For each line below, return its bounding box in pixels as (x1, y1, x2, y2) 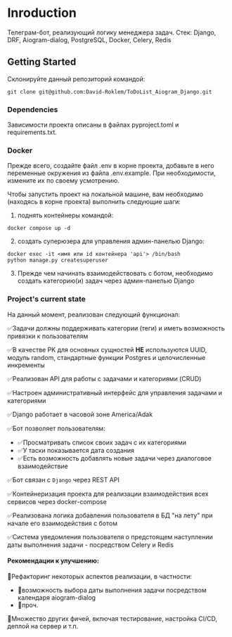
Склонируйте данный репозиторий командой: (7, 75, 146, 83)
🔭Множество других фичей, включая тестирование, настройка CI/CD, (7, 614, 218, 623)
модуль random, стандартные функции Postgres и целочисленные (7, 353, 206, 361)
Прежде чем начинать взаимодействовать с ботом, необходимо (17, 269, 213, 278)
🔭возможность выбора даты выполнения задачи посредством (17, 586, 207, 594)
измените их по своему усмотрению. (7, 176, 120, 185)
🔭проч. (17, 600, 39, 609)
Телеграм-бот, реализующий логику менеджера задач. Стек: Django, (7, 28, 217, 37)
